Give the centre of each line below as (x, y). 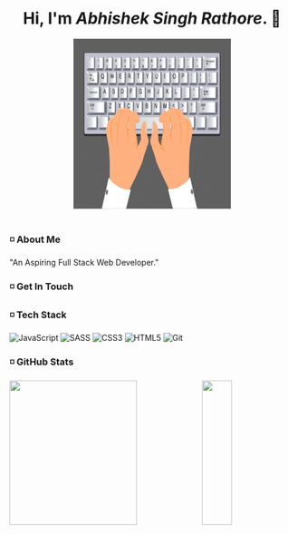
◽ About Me (35, 239)
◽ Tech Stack (38, 315)
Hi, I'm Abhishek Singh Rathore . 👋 (152, 19)
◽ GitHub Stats (42, 362)
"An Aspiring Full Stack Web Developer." (84, 263)
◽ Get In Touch (42, 286)
